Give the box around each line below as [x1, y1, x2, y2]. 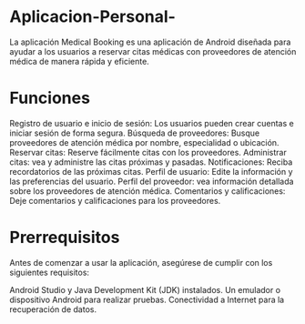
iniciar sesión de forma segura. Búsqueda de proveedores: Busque [9, 127, 260, 138]
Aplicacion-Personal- [9, 6, 176, 27]
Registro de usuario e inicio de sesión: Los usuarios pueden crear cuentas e [9, 117, 294, 128]
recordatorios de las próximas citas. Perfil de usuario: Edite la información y [9, 166, 293, 177]
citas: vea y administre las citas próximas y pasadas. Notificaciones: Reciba [9, 157, 293, 167]
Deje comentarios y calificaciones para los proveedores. [9, 195, 221, 206]
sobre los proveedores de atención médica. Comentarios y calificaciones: [9, 185, 286, 197]
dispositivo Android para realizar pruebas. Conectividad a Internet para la [9, 294, 285, 305]
